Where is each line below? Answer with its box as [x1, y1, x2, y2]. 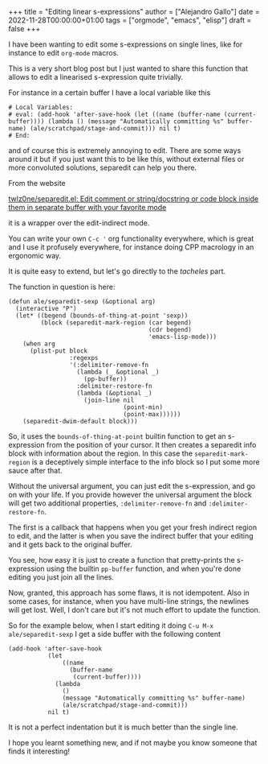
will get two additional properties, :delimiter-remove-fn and [8, 498, 207, 508]
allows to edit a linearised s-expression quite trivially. [8, 72, 184, 81]
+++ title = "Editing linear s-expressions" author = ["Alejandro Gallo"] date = [8, 7, 260, 16]
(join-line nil [83, 396, 135, 404]
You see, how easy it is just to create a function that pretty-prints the [8, 555, 235, 564]
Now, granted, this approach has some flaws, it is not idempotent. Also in [8, 588, 250, 597]
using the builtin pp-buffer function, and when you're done [47, 564, 242, 573]
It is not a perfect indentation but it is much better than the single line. [8, 722, 238, 732]
